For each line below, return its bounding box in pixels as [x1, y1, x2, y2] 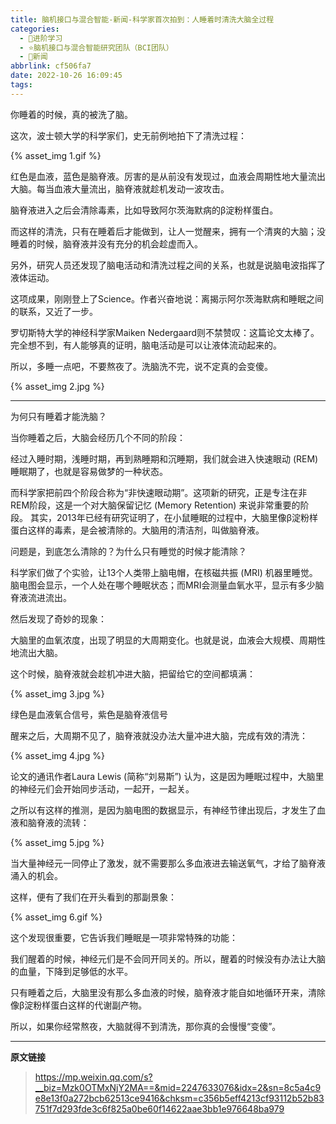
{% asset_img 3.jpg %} [10, 687, 105, 700]
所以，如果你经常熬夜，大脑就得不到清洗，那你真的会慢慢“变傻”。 [10, 1020, 282, 1032]
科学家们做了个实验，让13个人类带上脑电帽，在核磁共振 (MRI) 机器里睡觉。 [10, 566, 318, 578]
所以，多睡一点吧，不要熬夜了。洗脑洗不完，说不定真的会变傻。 [10, 360, 273, 372]
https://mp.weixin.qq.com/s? [34, 1071, 153, 1083]
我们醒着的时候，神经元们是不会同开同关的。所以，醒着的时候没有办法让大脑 [10, 952, 326, 965]
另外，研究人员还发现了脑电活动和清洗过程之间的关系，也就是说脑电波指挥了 [10, 259, 326, 271]
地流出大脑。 [10, 646, 63, 658]
